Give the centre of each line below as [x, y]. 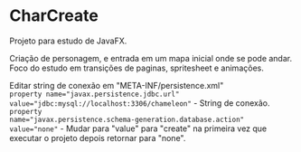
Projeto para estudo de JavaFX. [68, 41]
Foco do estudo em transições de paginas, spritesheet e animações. [136, 68]
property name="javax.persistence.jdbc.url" [94, 94]
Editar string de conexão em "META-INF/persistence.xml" [117, 85]
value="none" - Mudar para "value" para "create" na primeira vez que [138, 128]
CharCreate [54, 16]
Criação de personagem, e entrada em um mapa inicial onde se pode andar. [150, 58]
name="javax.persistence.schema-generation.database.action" [127, 119]
